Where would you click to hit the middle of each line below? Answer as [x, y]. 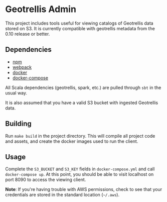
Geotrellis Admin [41, 9]
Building [18, 124]
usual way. [16, 93]
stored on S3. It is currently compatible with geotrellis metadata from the [80, 28]
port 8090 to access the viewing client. [46, 180]
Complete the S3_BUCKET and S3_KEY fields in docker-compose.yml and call [80, 169]
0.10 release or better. [28, 34]
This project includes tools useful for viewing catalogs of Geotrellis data [79, 23]
